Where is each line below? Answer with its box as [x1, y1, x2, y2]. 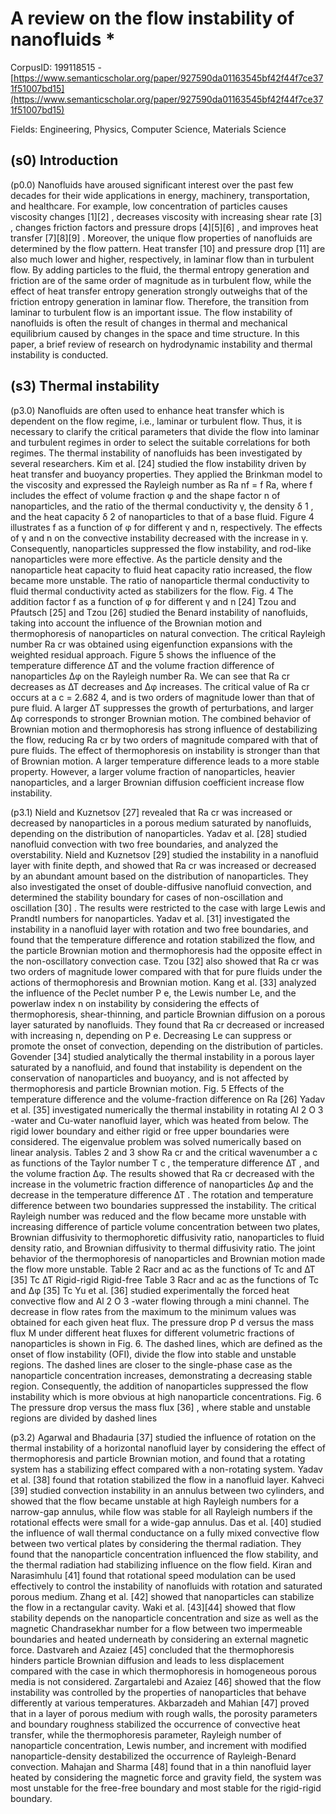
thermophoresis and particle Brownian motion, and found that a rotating [10, 1452, 306, 1464]
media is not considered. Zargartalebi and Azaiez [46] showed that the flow [10, 1675, 322, 1687]
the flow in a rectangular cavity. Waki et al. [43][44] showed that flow [10, 1601, 296, 1613]
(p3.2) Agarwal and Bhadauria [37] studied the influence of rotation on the [10, 1431, 317, 1443]
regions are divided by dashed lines [10, 1412, 158, 1424]
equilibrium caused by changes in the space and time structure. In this [10, 327, 300, 339]
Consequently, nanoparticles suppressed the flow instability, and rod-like [10, 542, 312, 554]
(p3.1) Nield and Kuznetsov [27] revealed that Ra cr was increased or [10, 806, 293, 818]
